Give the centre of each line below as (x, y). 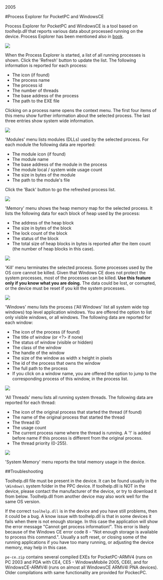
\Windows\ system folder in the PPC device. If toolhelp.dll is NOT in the (75, 486)
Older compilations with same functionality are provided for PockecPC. (76, 572)
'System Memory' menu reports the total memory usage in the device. (75, 462)
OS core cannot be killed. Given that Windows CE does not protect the (75, 273)
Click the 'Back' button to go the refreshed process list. (60, 190)
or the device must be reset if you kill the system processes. (65, 288)
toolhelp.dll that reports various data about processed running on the (74, 31)
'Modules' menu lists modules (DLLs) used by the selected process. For (77, 139)
